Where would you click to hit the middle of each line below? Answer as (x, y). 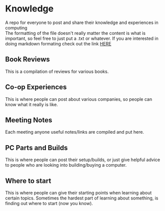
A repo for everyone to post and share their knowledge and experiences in (82, 22)
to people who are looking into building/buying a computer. (66, 165)
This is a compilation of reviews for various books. (57, 71)
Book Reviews (27, 60)
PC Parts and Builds (36, 148)
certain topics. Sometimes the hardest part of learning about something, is (82, 198)
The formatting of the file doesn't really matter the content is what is (75, 33)
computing (16, 27)
